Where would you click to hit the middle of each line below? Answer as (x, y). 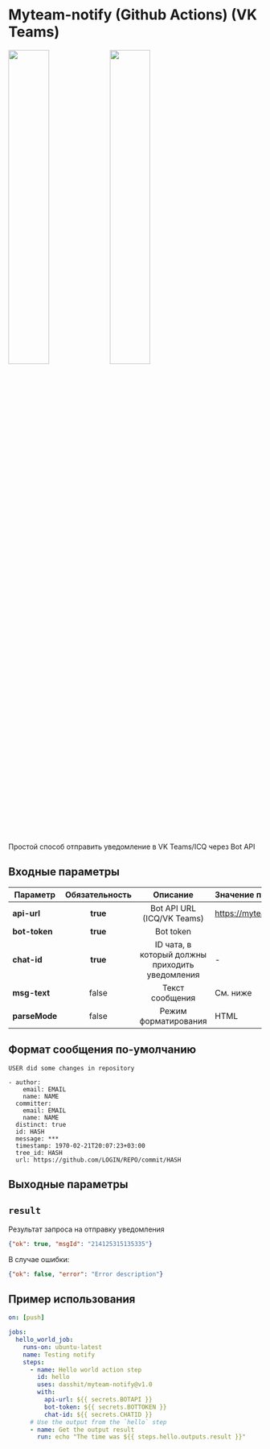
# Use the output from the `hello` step (98, 1422)
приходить (173, 964)
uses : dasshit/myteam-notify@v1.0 (95, 1385)
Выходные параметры (68, 1184)
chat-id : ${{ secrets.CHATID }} (98, 1414)
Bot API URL (173, 908)
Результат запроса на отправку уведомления (86, 1229)
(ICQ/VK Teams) (174, 918)
